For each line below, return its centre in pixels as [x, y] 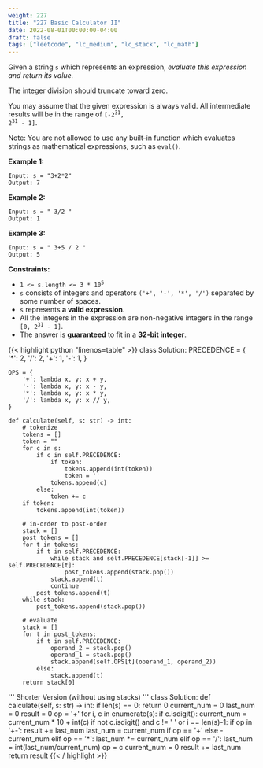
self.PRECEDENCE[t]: [42, 566]
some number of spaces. [60, 301]
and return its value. [41, 76]
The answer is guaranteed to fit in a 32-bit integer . [103, 334]
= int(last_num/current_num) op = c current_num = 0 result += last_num [125, 748]
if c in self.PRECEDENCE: [79, 456]
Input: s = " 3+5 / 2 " [47, 248]
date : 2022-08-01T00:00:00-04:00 [63, 30]
